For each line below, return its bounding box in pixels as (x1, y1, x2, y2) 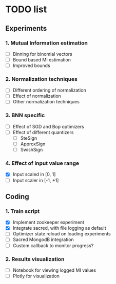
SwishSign (20, 147, 43, 153)
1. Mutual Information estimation (5, 39, 88, 47)
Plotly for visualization (12, 273, 60, 279)
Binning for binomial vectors (12, 51, 73, 57)
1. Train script (5, 207, 40, 214)
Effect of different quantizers (12, 129, 74, 135)
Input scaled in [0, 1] (12, 171, 56, 178)
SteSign (20, 135, 37, 141)
